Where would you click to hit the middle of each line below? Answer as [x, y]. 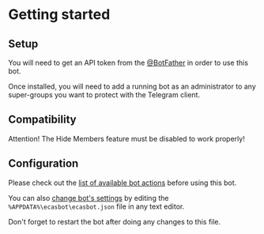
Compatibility [42, 120]
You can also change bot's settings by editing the [89, 198]
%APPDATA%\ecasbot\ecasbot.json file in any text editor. [96, 206]
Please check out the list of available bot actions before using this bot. [123, 183]
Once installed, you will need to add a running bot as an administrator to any [132, 86]
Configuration [43, 164]
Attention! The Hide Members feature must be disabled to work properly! [126, 138]
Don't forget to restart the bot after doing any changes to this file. [115, 221]
